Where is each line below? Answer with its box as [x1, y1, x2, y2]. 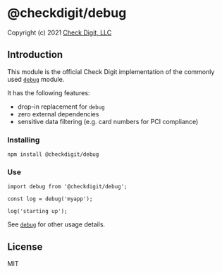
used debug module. [7, 75, 65, 83]
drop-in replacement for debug [17, 102, 105, 111]
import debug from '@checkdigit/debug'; [7, 183, 128, 190]
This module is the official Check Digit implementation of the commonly [7, 67, 215, 75]
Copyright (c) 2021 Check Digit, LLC [7, 28, 112, 37]
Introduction [7, 49, 63, 61]
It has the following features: [7, 88, 90, 97]
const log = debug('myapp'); [7, 195, 93, 202]
